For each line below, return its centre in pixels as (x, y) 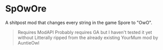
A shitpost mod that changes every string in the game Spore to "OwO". (79, 22)
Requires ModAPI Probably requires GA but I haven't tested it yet (85, 32)
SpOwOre (26, 9)
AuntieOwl (28, 42)
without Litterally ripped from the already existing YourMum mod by (88, 37)
